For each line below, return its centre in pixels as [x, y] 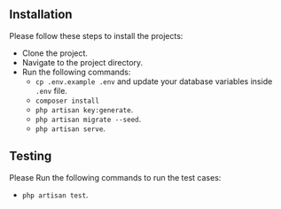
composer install [67, 101]
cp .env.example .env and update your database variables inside [154, 81]
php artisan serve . [70, 128]
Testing [31, 156]
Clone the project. [55, 53]
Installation [41, 15]
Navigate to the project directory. [82, 62]
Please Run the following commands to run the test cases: [115, 177]
